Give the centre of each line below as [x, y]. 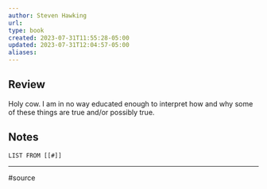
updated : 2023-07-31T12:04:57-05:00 [69, 45]
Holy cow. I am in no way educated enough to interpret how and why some [131, 103]
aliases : [23, 52]
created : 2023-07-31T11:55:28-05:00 [69, 38]
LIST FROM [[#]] [35, 156]
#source [22, 177]
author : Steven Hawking [48, 15]
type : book [26, 30]
